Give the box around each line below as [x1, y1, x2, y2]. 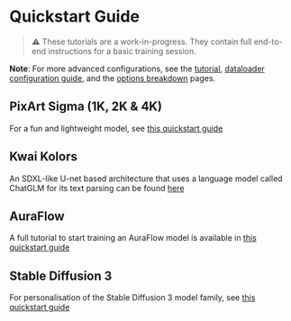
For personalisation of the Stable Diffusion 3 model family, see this [9, 292, 256, 303]
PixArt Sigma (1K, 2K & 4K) [9, 99, 162, 115]
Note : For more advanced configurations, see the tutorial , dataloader [9, 63, 266, 74]
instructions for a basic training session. [48, 45, 196, 56]
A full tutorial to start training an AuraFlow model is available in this [9, 233, 257, 243]
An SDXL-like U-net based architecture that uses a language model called [9, 173, 283, 184]
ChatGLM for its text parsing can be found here [9, 182, 185, 193]
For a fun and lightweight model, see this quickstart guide [9, 123, 223, 133]
